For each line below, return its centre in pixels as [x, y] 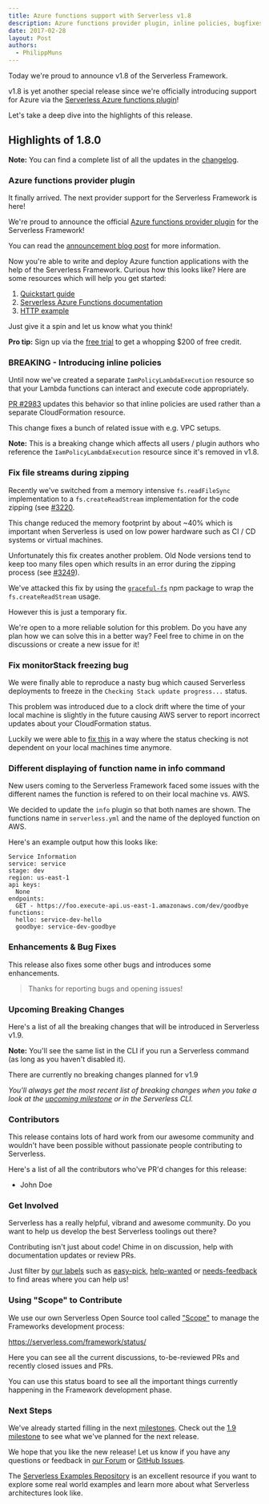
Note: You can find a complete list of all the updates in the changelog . [124, 159]
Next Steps [30, 1410]
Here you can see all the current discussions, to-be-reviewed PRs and [124, 1357]
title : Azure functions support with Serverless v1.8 [100, 16]
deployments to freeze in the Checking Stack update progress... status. [128, 691]
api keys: [25, 885]
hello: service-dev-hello [59, 920]
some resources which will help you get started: [87, 279]
